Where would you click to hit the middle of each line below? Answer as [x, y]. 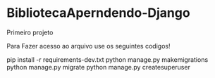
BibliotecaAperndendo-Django [99, 13]
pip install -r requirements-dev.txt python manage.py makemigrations [107, 59]
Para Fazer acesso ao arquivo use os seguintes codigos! [88, 46]
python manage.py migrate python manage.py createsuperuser [99, 67]
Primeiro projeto [30, 32]
